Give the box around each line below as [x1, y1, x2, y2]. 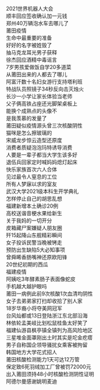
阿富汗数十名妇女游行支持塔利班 [6, 78, 83, 85]
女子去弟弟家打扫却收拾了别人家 [6, 298, 83, 304]
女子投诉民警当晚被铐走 [6, 239, 62, 246]
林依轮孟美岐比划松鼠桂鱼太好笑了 [6, 319, 88, 326]
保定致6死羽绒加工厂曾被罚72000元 [6, 363, 91, 370]
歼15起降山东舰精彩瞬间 [6, 232, 62, 239]
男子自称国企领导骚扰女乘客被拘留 [6, 341, 88, 348]
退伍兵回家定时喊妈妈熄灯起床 [6, 158, 77, 165]
